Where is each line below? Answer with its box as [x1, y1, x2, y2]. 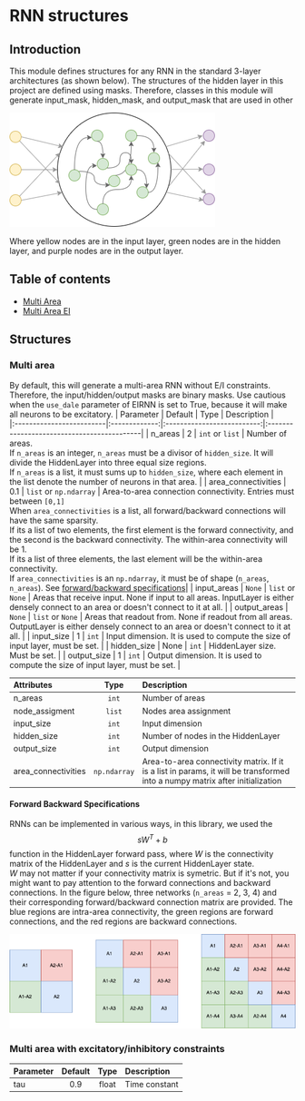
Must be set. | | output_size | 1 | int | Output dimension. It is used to [9, 650, 262, 661]
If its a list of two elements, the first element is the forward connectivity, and [9, 524, 294, 536]
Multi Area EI [22, 305, 71, 316]
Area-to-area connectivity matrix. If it [142, 755, 284, 767]
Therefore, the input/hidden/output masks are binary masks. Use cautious [9, 389, 286, 400]
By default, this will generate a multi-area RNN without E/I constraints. [9, 379, 271, 390]
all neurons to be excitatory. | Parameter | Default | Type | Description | [9, 408, 274, 419]
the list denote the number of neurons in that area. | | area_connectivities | [9, 476, 287, 487]
